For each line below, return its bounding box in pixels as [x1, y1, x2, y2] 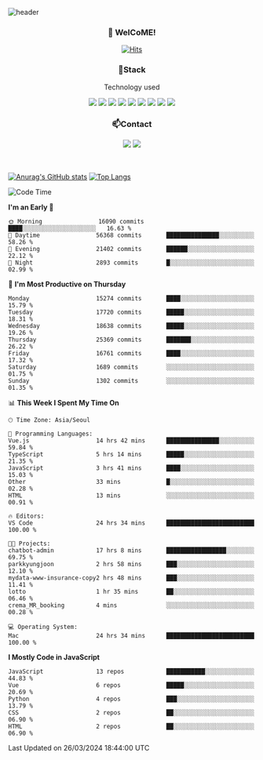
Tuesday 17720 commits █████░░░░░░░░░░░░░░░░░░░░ [8, 308, 255, 316]
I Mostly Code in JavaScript [8, 652, 100, 662]
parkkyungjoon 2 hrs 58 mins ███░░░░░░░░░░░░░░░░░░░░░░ [8, 560, 255, 568]
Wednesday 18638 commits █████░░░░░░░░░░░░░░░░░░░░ [8, 322, 255, 329]
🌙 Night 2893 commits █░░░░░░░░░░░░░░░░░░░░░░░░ [8, 259, 255, 267]
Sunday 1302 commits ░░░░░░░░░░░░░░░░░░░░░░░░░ [8, 376, 255, 384]
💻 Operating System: [8, 623, 79, 631]
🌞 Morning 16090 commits [8, 217, 144, 225]
